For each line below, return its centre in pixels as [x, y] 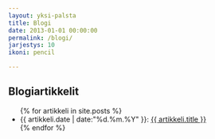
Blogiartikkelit [44, 92]
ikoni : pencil [32, 52]
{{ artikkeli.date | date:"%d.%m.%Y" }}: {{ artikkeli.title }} [113, 119]
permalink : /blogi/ [41, 38]
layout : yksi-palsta [43, 15]
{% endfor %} [43, 127]
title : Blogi [30, 23]
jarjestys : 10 [32, 45]
